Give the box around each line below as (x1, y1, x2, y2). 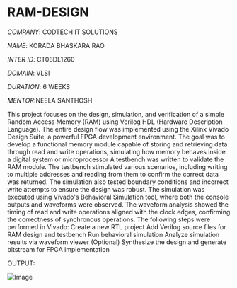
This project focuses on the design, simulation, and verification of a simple (7, 110, 225, 118)
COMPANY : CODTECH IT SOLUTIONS (7, 28, 118, 36)
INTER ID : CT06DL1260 (7, 54, 75, 64)
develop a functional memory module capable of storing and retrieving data (7, 139, 228, 149)
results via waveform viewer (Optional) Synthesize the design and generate (7, 238, 227, 246)
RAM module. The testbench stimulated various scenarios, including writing (7, 162, 228, 171)
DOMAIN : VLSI (7, 69, 50, 77)
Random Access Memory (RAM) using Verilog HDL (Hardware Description (7, 117, 223, 126)
